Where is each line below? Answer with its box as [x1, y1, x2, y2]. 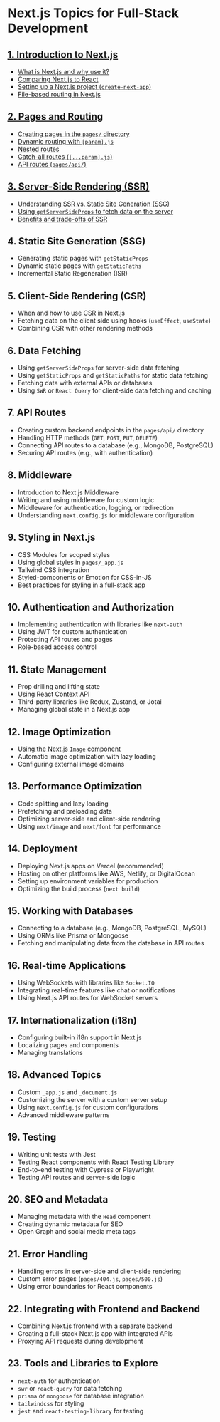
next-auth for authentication [17, 1376, 101, 1385]
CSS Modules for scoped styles [17, 550, 111, 559]
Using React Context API [17, 690, 90, 699]
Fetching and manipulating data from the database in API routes [17, 939, 204, 948]
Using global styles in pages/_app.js [17, 558, 124, 566]
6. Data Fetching [7, 344, 82, 357]
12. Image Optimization [7, 725, 111, 738]
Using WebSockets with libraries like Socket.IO [17, 978, 155, 987]
